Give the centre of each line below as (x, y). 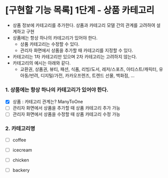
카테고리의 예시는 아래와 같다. (42, 63)
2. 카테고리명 (20, 129)
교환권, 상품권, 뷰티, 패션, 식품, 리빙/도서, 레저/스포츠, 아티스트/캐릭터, (89, 69)
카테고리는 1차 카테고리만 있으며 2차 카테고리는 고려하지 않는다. (75, 56)
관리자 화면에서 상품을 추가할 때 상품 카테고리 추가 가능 (66, 108)
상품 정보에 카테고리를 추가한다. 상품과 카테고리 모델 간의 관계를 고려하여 (84, 25)
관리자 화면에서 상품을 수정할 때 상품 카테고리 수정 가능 (66, 114)
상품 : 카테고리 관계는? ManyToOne (48, 102)
